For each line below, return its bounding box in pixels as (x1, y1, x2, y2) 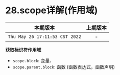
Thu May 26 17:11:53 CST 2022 (8, 33, 82, 40)
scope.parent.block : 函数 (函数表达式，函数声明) (12, 64, 115, 70)
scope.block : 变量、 (12, 57, 55, 63)
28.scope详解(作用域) (5, 5, 98, 16)
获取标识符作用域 (5, 47, 41, 53)
